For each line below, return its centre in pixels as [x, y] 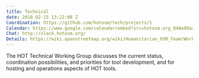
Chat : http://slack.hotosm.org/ [46, 34]
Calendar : [18, 28]
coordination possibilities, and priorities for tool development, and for [90, 62]
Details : [17, 39]
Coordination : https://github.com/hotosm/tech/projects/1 [79, 22]
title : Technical [28, 12]
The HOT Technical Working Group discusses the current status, [85, 56]
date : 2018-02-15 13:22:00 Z [42, 17]
